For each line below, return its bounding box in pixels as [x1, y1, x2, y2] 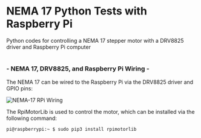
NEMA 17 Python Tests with [6, 4, 147, 18]
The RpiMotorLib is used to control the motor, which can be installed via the [6, 108, 195, 115]
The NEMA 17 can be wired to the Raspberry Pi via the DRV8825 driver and [6, 78, 194, 86]
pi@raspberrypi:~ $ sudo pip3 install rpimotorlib [6, 126, 137, 132]
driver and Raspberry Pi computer [6, 43, 91, 51]
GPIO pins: [6, 84, 33, 92]
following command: [6, 114, 58, 122]
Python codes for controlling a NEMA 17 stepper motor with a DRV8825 [6, 37, 184, 44]
